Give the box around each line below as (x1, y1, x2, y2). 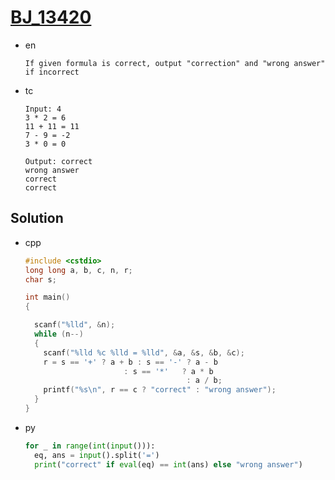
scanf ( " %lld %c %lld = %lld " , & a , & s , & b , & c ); (43, 347, 245, 358)
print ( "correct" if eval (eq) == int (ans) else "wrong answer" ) (34, 459, 303, 470)
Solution (10, 210, 64, 227)
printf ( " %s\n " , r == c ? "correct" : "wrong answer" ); (43, 385, 277, 395)
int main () (24, 292, 71, 303)
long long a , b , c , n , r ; (24, 265, 133, 275)
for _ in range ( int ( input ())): (24, 441, 156, 451)
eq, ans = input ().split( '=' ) (34, 450, 160, 460)
